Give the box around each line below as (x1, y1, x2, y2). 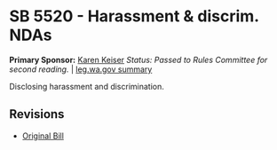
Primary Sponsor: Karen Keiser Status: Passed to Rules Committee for (9, 54, 268, 65)
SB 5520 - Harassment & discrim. (9, 6, 259, 27)
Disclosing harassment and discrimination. (9, 81, 164, 91)
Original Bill (21, 130, 65, 141)
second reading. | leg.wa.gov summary (9, 64, 153, 75)
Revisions (9, 107, 65, 122)
